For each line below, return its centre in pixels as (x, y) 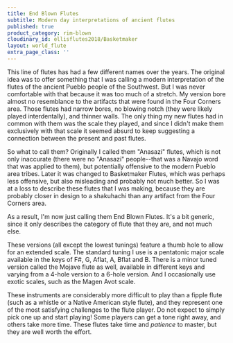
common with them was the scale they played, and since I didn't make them (115, 123)
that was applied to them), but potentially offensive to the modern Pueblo (112, 166)
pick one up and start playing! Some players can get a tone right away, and (114, 317)
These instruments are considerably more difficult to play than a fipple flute (115, 294)
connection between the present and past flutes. (77, 138)
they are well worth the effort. (50, 332)
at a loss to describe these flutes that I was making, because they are (106, 188)
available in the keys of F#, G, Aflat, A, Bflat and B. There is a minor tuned (112, 259)
